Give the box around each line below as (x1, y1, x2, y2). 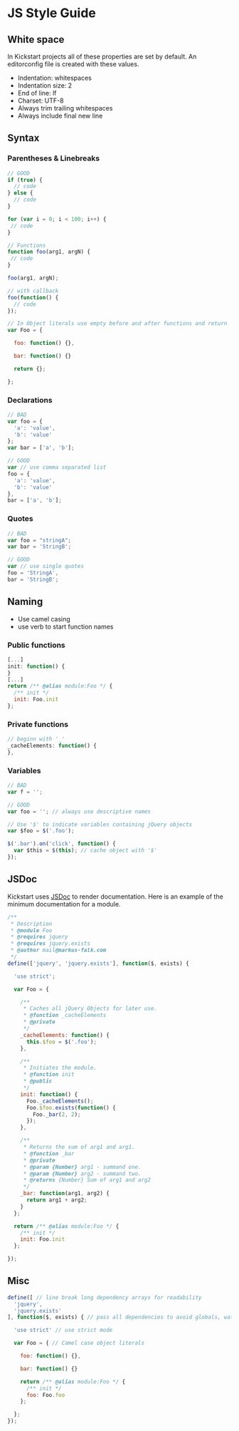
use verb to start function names (17, 622, 114, 631)
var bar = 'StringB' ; (7, 543, 72, 550)
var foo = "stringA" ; (7, 537, 72, 544)
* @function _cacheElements (23, 1012, 107, 1019)
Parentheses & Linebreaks (7, 153, 100, 163)
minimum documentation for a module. (7, 899, 121, 908)
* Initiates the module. (23, 1064, 97, 1072)
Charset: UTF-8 (17, 96, 64, 105)
